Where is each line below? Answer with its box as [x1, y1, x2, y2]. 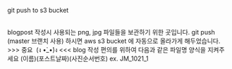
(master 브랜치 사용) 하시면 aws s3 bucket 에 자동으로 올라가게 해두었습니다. [7, 37, 221, 45]
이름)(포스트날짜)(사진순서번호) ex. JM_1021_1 [22, 54, 149, 63]
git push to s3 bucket [7, 6, 69, 14]
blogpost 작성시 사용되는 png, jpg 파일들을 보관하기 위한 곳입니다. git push [7, 28, 215, 36]
